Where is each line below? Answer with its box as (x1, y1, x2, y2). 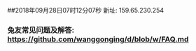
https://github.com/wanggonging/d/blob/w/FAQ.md (7, 34, 189, 44)
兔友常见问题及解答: (7, 25, 75, 35)
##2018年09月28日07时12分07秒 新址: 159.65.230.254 (7, 6, 164, 14)
